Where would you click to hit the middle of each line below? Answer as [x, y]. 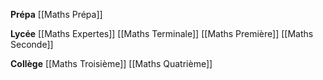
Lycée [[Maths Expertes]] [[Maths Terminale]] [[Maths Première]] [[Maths [162, 33]
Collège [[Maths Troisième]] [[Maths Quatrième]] [111, 63]
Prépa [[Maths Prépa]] [56, 14]
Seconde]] [32, 44]
